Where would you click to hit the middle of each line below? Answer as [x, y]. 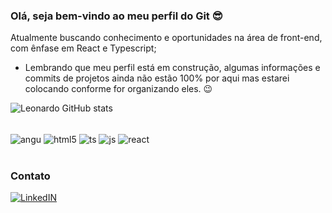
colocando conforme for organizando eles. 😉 [118, 89]
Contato [30, 176]
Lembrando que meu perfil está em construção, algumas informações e [172, 68]
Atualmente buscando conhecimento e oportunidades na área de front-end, [166, 38]
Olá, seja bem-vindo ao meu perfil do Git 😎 [116, 16]
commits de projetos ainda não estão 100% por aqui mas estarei [157, 78]
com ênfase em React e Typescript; [83, 48]
